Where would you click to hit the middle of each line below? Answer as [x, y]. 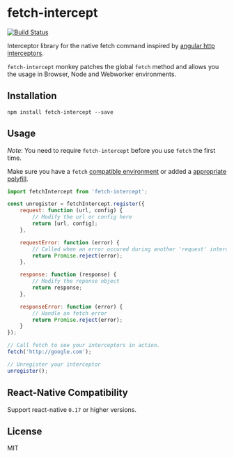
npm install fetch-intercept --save [60, 112]
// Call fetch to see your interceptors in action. [84, 346]
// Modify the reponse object [76, 281]
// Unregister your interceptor [54, 364]
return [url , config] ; [65, 224]
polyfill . [18, 179]
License [25, 431]
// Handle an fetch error [70, 313]
